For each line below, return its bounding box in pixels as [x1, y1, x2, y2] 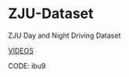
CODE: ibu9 [8, 60, 46, 71]
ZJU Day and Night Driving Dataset [8, 31, 121, 40]
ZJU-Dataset [8, 5, 94, 23]
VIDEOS [8, 46, 34, 55]
